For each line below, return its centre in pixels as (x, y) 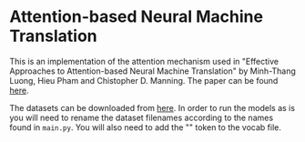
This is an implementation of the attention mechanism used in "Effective (144, 61)
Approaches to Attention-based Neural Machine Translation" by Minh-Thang (152, 71)
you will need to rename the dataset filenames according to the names (142, 117)
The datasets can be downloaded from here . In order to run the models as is (152, 107)
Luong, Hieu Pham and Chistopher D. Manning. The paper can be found (144, 80)
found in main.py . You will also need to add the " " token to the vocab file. (146, 127)
